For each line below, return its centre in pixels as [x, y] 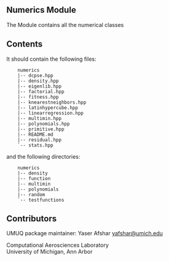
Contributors [32, 219]
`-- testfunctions [41, 200]
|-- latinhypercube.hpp [48, 108]
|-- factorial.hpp [41, 91]
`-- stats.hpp [35, 145]
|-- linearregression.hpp [51, 113]
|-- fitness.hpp [38, 97]
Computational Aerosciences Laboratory [58, 245]
